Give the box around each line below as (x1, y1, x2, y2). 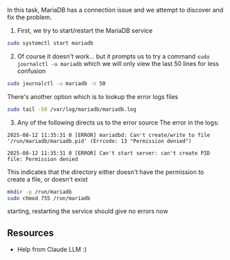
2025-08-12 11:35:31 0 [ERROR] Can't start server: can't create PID (7, 149, 211, 157)
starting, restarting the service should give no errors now (7, 207, 168, 215)
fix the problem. (7, 13, 52, 21)
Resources (7, 227, 54, 239)
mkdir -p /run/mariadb (7, 188, 72, 195)
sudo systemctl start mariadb (7, 40, 94, 47)
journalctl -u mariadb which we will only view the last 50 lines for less (16, 59, 220, 67)
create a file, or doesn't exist (7, 175, 88, 183)
